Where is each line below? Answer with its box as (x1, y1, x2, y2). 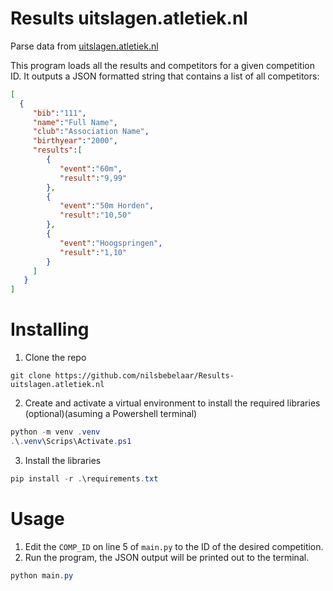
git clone (10, 371, 52, 381)
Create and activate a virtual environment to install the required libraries (24, 397, 321, 409)
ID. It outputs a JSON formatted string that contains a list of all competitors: (10, 70, 320, 82)
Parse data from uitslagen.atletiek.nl (10, 40, 159, 52)
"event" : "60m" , (59, 163, 123, 174)
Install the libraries (24, 454, 102, 466)
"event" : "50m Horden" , (59, 201, 155, 211)
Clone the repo (24, 352, 87, 364)
